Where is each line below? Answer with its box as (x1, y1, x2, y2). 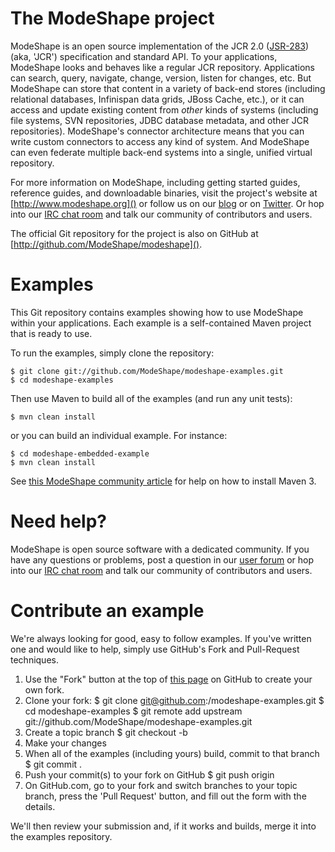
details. (24, 800, 56, 812)
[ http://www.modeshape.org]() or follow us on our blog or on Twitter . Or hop (10, 197, 325, 209)
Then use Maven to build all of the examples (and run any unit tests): (10, 392, 293, 404)
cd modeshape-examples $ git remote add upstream (24, 705, 243, 717)
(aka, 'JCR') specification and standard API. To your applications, (10, 50, 278, 62)
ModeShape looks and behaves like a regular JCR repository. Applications (10, 61, 315, 73)
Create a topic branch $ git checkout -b (24, 726, 188, 738)
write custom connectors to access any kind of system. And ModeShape (10, 135, 310, 147)
